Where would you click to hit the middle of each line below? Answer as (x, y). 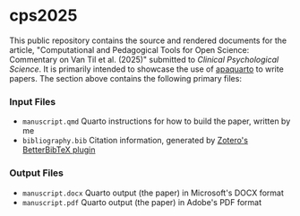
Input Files (33, 101)
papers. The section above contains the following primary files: (125, 78)
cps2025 (43, 16)
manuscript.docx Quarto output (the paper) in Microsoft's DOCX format (153, 193)
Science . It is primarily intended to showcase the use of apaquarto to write (146, 69)
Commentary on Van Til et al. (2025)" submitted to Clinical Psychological (144, 59)
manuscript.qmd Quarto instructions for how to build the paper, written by (156, 121)
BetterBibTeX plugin (59, 150)
